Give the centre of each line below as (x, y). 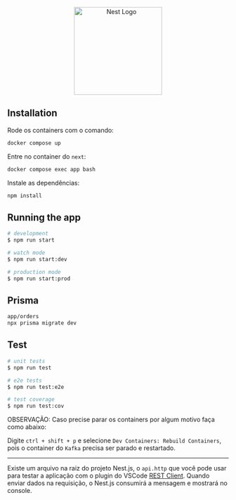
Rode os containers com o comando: (60, 130)
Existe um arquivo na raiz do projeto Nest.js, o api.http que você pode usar (117, 468)
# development (28, 234)
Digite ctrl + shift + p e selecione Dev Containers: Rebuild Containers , (114, 441)
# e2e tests (25, 380)
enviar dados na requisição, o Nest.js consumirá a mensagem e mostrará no (118, 483)
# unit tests (26, 361)
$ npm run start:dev (38, 259)
